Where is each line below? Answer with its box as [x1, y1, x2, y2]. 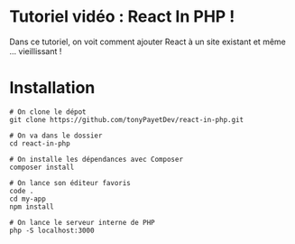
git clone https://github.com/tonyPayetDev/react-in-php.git [9, 115, 244, 124]
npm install [9, 202, 54, 211]
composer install [9, 163, 75, 172]
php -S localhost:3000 [9, 226, 95, 235]
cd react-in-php [9, 138, 70, 148]
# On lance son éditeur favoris [9, 178, 131, 187]
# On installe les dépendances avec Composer [9, 155, 183, 164]
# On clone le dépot [9, 107, 88, 117]
